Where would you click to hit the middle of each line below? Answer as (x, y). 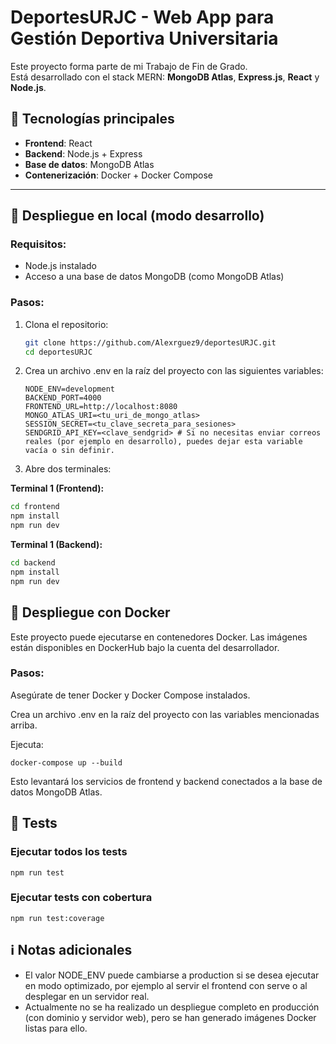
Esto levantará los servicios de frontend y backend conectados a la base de (166, 781)
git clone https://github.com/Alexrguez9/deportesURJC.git (150, 342)
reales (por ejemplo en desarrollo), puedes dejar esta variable (163, 442)
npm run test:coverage (57, 918)
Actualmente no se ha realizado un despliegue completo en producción (172, 1007)
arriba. (24, 725)
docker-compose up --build (66, 762)
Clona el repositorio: (66, 324)
